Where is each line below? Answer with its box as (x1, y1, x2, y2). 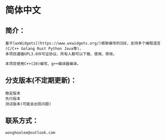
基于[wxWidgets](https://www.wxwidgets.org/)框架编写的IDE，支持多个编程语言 (5, 41, 161, 46)
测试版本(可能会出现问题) (5, 101, 52, 106)
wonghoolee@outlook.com (5, 130, 56, 135)
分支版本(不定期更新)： (5, 76, 77, 85)
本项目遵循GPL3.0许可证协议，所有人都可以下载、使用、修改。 (5, 51, 117, 56)
